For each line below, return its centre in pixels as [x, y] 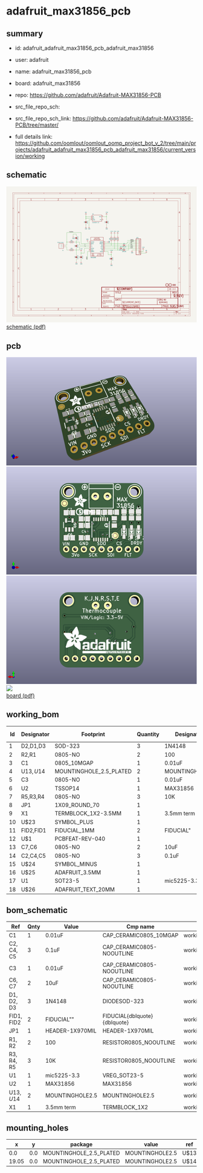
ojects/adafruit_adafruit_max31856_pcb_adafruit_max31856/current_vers [105, 149]
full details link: [34, 137]
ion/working [30, 156]
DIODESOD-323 [123, 1001]
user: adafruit [32, 60]
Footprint [93, 734]
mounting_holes [37, 1128]
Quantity [148, 734]
